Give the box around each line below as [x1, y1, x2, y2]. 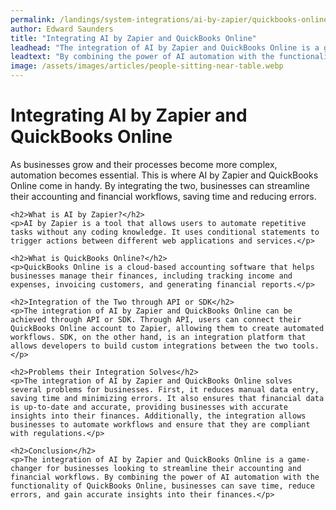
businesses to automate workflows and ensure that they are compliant [10, 419, 311, 430]
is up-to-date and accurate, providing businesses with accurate [10, 402, 288, 412]
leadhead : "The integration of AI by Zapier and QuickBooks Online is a [10, 42, 320, 53]
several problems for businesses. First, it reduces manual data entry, [10, 384, 320, 395]
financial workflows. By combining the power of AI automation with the [10, 472, 320, 482]
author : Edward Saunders [10, 24, 114, 34]
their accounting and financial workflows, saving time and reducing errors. [10, 190, 317, 202]
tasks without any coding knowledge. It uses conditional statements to [10, 227, 320, 237]
